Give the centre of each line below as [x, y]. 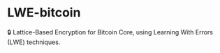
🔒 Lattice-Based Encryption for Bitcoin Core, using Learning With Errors [110, 32]
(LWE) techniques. [34, 42]
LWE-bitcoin [44, 13]
